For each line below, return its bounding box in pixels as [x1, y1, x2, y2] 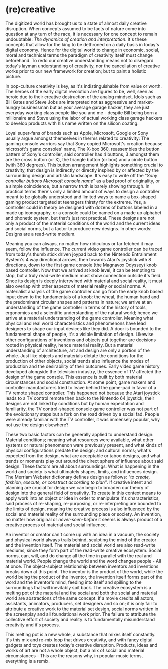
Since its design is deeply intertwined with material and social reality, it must [5, 278, 163, 284]
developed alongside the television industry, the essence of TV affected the [5, 368, 162, 374]
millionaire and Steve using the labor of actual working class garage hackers [5, 115, 163, 121]
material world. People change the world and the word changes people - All [5, 558, 161, 564]
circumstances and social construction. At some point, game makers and [5, 379, 156, 385]
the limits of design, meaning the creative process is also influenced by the [5, 506, 160, 512]
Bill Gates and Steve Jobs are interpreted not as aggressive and [5, 99, 137, 105]
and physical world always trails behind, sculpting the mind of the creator [5, 537, 157, 543]
